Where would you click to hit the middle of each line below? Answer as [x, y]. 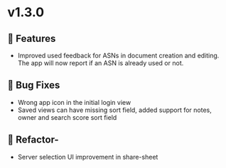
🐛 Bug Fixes [34, 85]
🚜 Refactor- [33, 140]
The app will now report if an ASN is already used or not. [101, 63]
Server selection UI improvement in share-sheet [88, 157]
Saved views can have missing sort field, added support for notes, [114, 110]
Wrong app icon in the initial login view [74, 102]
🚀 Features [32, 39]
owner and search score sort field [67, 117]
